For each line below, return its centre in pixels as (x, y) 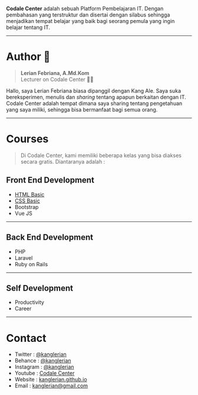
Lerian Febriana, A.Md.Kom (55, 73)
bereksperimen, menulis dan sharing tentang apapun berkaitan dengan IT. (96, 97)
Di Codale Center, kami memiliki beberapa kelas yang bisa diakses (101, 155)
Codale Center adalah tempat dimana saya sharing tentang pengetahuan (94, 103)
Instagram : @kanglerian (44, 367)
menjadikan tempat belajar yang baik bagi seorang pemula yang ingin (90, 21)
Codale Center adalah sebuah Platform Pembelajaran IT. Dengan (85, 9)
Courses (27, 139)
